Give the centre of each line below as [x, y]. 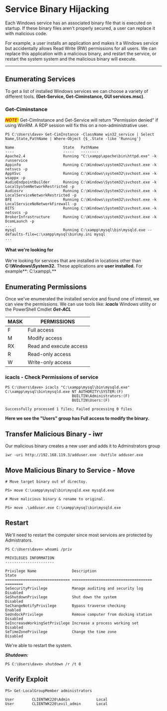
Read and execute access [58, 346]
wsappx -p [15, 178]
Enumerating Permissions [46, 287]
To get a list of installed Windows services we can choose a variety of [77, 91]
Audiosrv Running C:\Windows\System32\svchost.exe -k [81, 191]
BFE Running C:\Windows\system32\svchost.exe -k [81, 200]
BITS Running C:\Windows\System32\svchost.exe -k [81, 209]
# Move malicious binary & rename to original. [55, 499]
